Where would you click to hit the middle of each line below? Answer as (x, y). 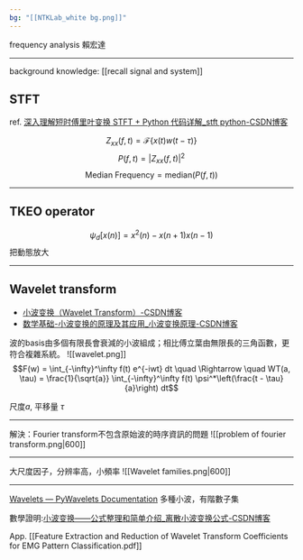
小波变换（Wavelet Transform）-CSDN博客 (102, 312)
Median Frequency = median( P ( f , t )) (151, 174)
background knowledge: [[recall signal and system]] (106, 71)
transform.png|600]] (47, 444)
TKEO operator (52, 211)
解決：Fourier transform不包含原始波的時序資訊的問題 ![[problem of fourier (148, 434)
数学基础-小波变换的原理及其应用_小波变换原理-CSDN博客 (130, 323)
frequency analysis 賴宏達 (58, 44)
